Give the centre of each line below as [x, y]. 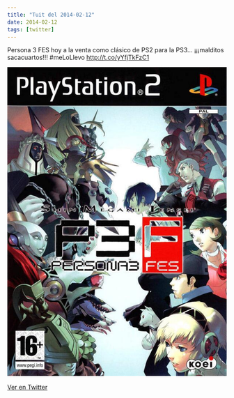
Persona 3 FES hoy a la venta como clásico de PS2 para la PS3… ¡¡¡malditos [116, 50]
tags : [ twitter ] [31, 29]
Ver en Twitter [28, 387]
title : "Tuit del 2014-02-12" [51, 15]
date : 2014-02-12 [32, 22]
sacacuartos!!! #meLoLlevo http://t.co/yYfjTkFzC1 [78, 58]
